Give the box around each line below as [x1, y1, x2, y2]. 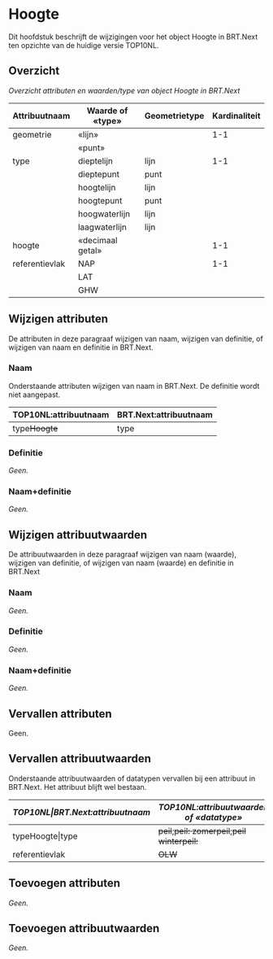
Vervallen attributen [8, 707, 112, 721]
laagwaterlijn [77, 221, 128, 233]
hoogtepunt [77, 194, 123, 206]
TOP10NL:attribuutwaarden [158, 801, 270, 813]
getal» [77, 245, 102, 256]
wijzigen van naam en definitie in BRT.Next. [8, 342, 154, 352]
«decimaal [77, 234, 118, 246]
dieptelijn [77, 155, 114, 167]
